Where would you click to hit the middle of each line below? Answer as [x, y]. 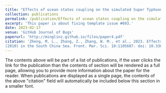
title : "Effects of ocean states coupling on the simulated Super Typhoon [84, 10]
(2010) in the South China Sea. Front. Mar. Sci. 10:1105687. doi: [76, 46]
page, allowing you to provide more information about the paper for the [77, 70]
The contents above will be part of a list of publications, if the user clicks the [83, 60]
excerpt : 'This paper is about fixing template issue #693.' [69, 23]
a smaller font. [20, 86]
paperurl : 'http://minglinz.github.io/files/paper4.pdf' [65, 37]
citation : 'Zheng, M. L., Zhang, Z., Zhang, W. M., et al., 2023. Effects [84, 42]
